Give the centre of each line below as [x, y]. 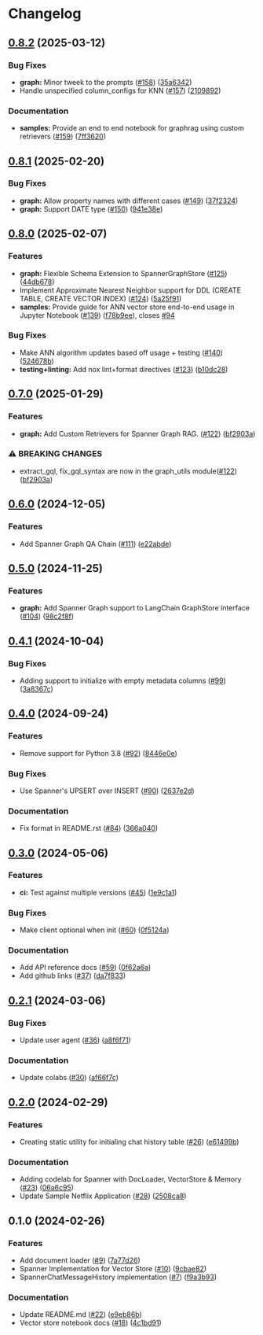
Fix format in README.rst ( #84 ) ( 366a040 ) [89, 828]
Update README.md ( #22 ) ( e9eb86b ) [81, 1315]
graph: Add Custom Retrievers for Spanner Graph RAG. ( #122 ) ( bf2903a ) [137, 433]
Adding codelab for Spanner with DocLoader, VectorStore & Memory [130, 1179]
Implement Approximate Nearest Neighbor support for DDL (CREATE [130, 290]
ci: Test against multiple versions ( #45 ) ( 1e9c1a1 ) [98, 892]
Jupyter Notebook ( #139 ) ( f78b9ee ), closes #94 [97, 315]
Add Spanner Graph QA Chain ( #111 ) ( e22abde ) [95, 544]
